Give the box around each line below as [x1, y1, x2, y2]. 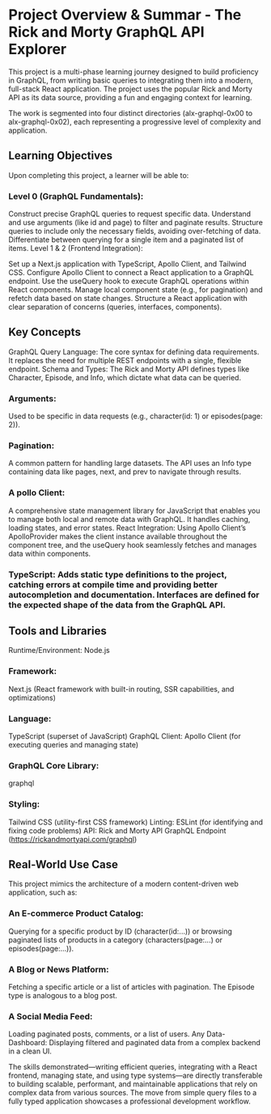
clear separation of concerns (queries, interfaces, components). [8, 302, 222, 312]
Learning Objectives [8, 149, 113, 163]
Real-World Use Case [8, 858, 119, 871]
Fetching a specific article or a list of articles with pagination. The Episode [8, 982, 255, 992]
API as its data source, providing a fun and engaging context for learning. [8, 92, 252, 102]
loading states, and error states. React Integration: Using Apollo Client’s [8, 523, 247, 532]
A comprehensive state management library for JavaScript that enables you [8, 506, 260, 515]
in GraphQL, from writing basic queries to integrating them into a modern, [8, 75, 253, 85]
